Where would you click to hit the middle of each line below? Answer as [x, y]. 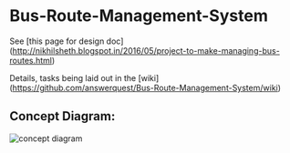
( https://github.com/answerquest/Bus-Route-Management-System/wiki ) [145, 87]
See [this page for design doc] [67, 41]
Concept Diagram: [62, 116]
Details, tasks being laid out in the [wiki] [84, 77]
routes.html [31, 60]
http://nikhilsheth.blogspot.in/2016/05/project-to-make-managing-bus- [146, 50]
